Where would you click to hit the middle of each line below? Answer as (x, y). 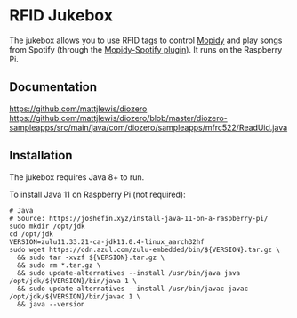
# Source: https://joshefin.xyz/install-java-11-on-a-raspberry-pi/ (139, 218)
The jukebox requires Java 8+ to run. (77, 177)
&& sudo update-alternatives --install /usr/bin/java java (129, 273)
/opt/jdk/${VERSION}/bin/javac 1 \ (75, 296)
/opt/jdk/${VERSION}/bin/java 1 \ (73, 281)
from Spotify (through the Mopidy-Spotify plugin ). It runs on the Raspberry (146, 49)
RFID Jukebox (61, 16)
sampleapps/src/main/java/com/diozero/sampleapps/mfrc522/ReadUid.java (148, 127)
